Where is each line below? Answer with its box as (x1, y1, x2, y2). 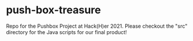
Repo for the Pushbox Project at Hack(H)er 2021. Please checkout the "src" (6, 23, 188, 29)
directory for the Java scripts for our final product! (6, 28, 127, 35)
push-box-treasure (6, 3, 101, 17)
